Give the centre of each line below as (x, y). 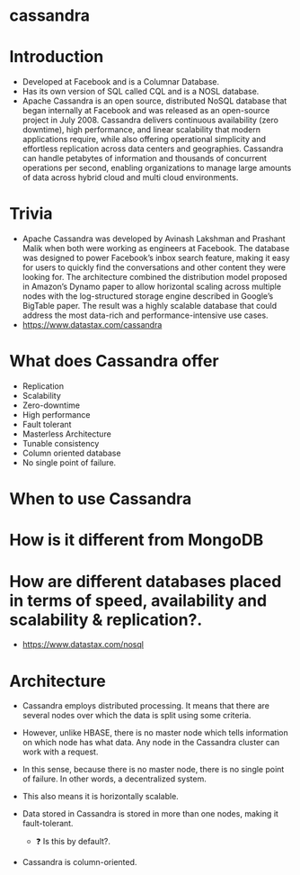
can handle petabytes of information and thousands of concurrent (145, 158)
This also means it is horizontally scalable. (101, 797)
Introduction (57, 57)
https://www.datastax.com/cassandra (92, 325)
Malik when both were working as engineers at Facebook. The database (156, 248)
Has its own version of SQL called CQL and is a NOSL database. (141, 92)
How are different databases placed (146, 581)
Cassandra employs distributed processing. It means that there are (146, 706)
